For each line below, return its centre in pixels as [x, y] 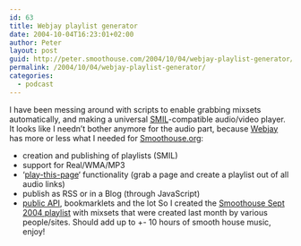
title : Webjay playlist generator [74, 26]
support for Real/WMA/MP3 [73, 165]
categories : [31, 76]
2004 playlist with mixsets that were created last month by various [145, 212]
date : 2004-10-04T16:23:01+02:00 [72, 34]
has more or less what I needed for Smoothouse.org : [107, 138]
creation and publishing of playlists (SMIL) [100, 155]
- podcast [35, 84]
